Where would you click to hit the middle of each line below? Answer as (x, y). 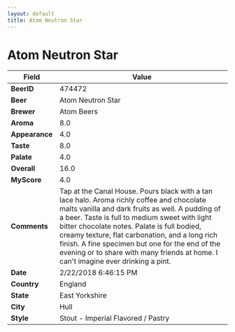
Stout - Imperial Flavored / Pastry (114, 318)
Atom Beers (78, 111)
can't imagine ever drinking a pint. (115, 261)
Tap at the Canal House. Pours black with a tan (136, 191)
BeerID (22, 89)
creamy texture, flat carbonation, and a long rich (138, 235)
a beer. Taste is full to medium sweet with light (135, 218)
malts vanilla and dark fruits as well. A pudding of (140, 209)
